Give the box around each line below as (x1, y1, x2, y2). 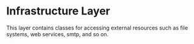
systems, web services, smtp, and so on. (6, 30, 109, 37)
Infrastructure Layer (6, 4, 111, 18)
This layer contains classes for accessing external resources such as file (6, 24, 189, 31)
